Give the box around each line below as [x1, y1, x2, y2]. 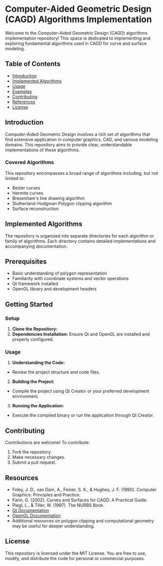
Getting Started [5, 300, 53, 308]
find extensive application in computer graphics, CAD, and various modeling [5, 136, 158, 142]
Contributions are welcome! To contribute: [5, 440, 90, 446]
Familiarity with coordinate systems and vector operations [12, 276, 129, 282]
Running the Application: [12, 403, 64, 409]
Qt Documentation [12, 508, 49, 514]
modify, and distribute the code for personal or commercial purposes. [5, 555, 145, 561]
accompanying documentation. [5, 243, 68, 249]
